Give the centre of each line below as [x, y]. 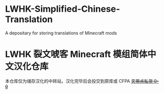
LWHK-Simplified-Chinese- [62, 9]
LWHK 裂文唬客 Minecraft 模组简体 [76, 54]
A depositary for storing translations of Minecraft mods [61, 33]
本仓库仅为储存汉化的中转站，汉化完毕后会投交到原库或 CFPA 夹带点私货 [79, 81]
